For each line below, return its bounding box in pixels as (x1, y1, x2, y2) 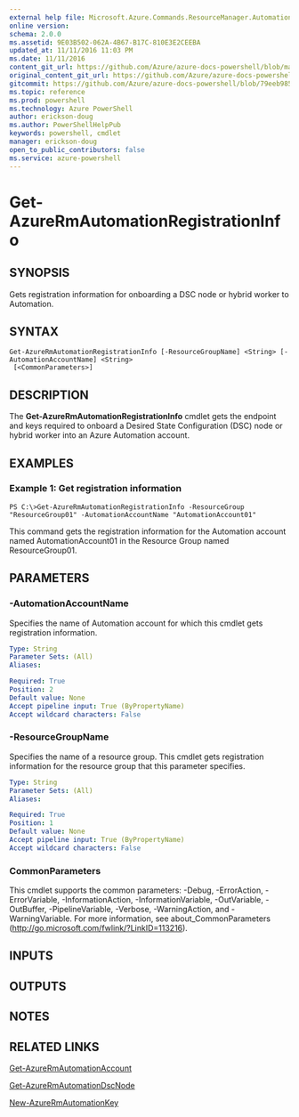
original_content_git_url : (9, 71, 109, 80)
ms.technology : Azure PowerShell (9, 104, 133, 113)
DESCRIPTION (9, 387, 89, 402)
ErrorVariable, (9, 894, 61, 905)
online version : (9, 21, 69, 30)
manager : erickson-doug (9, 137, 98, 146)
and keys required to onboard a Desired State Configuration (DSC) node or (9, 420, 283, 432)
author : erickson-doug (9, 112, 93, 121)
